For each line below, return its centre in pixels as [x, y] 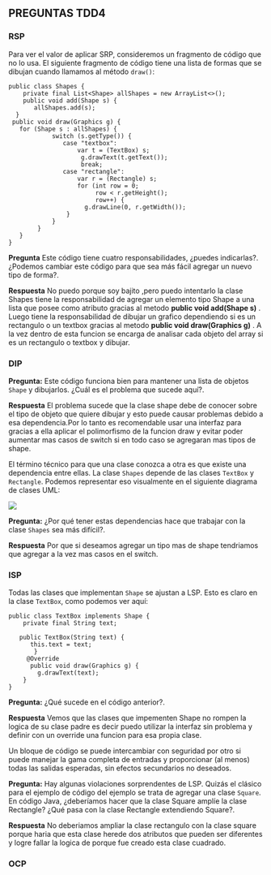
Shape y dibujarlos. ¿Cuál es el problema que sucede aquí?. [106, 390]
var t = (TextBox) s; [114, 150]
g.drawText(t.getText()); [124, 157]
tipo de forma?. [34, 274]
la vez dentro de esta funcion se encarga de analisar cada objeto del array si [136, 334]
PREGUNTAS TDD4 [57, 13]
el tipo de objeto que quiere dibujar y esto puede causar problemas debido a [136, 414]
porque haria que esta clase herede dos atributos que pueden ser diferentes [135, 834]
